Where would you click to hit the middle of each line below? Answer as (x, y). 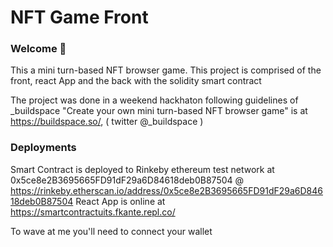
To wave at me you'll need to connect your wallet (111, 231)
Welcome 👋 (38, 49)
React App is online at (120, 201)
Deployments (43, 148)
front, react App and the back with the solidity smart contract (136, 81)
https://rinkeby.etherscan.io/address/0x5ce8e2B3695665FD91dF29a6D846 (166, 190)
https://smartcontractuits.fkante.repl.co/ (93, 212)
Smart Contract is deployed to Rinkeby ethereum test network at (142, 169)
